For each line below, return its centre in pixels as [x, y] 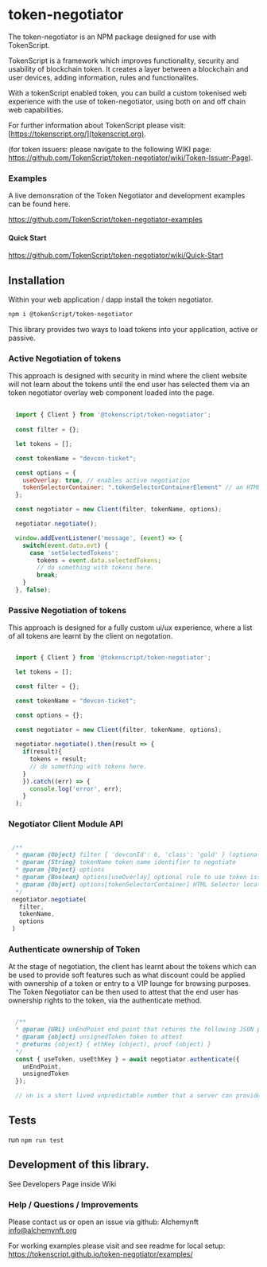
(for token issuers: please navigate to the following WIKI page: [110, 149]
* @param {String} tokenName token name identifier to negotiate [126, 862]
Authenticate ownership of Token [74, 949]
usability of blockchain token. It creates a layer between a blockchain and [128, 68]
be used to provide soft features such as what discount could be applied [127, 975]
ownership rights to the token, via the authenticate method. [105, 1000]
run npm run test [36, 1140]
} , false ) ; [33, 590]
